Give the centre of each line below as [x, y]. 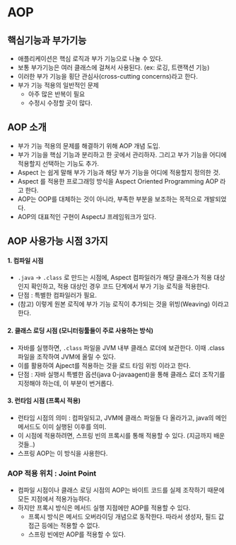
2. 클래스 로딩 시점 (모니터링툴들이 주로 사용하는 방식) [81, 331]
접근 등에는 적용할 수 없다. [64, 526]
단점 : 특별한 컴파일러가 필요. [57, 296]
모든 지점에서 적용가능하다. [54, 499]
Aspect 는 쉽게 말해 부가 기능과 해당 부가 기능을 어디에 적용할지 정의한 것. [119, 172]
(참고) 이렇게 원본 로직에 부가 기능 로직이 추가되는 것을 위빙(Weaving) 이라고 [123, 304]
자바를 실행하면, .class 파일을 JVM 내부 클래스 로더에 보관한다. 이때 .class [121, 347]
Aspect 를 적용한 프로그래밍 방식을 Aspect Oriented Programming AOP [118, 181]
